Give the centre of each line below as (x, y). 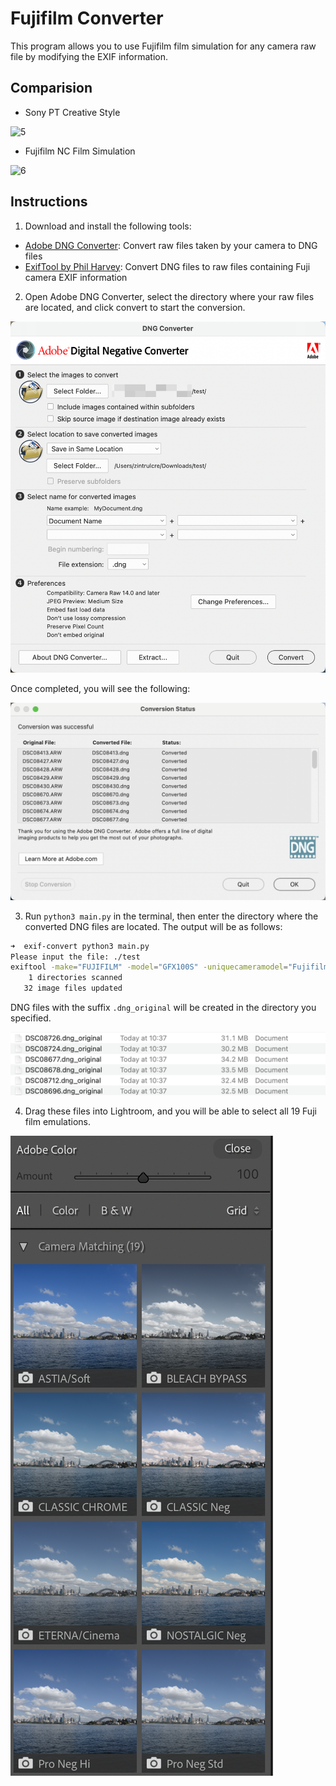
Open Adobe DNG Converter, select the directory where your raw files (169, 296)
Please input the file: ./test (75, 957)
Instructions (49, 202)
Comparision (51, 88)
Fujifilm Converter (87, 18)
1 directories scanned (75, 978)
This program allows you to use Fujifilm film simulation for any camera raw (163, 46)
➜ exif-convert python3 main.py (80, 946)
